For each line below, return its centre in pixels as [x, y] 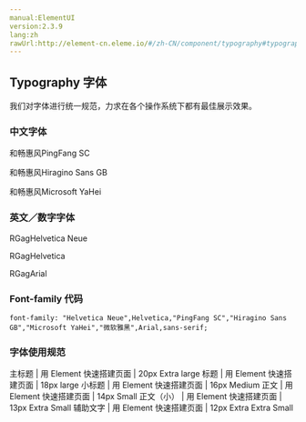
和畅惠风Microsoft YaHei [56, 192]
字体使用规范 [38, 352]
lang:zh [24, 35]
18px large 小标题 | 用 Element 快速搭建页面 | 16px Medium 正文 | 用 [167, 385]
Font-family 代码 [46, 298]
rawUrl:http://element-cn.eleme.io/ [79, 43]
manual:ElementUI [42, 18]
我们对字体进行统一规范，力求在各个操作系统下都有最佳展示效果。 [133, 106]
